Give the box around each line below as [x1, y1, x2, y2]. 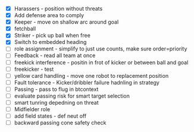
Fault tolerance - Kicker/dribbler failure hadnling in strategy [14, 78, 160, 86]
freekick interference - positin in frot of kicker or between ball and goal [14, 59, 189, 66]
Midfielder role [14, 105, 51, 112]
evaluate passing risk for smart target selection [14, 92, 130, 99]
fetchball [14, 25, 36, 32]
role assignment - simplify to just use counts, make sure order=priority [14, 45, 187, 52]
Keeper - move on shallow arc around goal [14, 18, 119, 26]
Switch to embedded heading [14, 39, 87, 46]
